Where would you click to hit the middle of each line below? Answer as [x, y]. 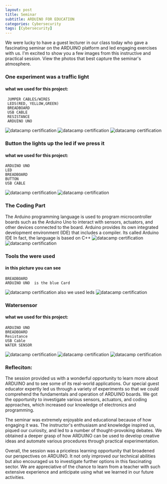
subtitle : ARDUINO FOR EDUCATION [40, 19]
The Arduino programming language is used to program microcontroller [79, 216]
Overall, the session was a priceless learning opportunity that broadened [80, 451]
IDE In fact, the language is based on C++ [48, 237]
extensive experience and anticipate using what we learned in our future [80, 472]
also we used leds [76, 292]
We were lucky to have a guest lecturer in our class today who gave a [77, 42]
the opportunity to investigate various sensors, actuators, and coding [76, 399]
